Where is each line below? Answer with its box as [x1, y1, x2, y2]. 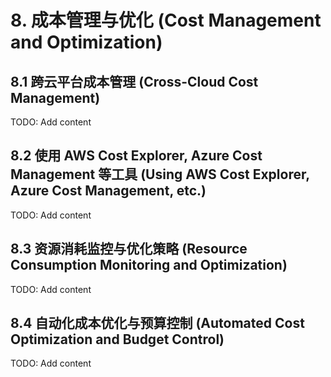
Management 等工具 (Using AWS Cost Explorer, [10, 166, 310, 183]
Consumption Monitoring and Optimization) [10, 257, 288, 274]
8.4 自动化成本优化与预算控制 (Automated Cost [10, 315, 305, 332]
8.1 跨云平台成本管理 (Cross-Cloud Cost [10, 73, 259, 90]
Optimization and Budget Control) [10, 331, 225, 348]
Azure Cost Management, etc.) [10, 182, 207, 200]
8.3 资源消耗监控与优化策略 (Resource [10, 241, 248, 258]
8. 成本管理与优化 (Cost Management [10, 9, 322, 32]
